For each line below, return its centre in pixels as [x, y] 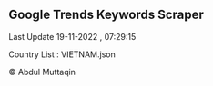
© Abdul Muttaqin [42, 72]
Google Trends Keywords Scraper [106, 15]
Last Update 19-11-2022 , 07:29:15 [72, 36]
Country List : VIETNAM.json [62, 54]
